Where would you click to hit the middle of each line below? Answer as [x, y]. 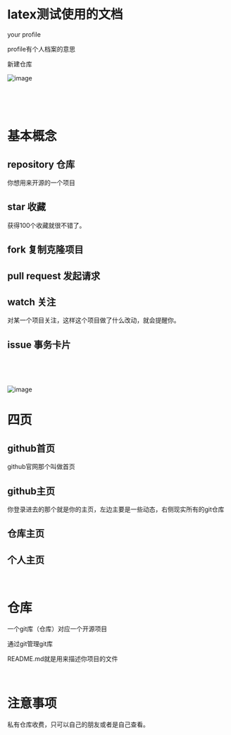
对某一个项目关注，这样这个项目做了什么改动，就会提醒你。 [94, 320]
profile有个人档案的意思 [42, 49]
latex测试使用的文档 [65, 14]
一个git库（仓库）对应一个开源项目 [57, 629]
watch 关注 [32, 302]
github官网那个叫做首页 [41, 467]
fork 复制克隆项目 [45, 250]
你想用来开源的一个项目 [41, 182]
